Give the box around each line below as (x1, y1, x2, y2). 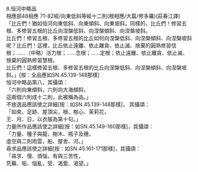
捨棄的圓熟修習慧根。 (6, 57, 58, 64)
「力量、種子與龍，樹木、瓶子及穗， (6, 130, 94, 137)
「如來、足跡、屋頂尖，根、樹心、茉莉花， (6, 108, 110, 115)
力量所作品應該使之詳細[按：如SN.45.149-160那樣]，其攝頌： (6, 123, 154, 130)
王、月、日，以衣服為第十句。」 (6, 115, 81, 123)
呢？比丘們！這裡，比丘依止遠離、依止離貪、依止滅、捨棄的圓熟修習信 (6, 42, 177, 49)
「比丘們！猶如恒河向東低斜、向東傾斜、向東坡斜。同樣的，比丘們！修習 (6, 20, 181, 27)
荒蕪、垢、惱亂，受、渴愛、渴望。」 (6, 160, 91, 167)
